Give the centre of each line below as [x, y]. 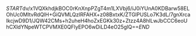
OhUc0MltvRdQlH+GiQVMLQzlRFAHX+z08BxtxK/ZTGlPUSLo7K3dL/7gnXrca [98, 15]
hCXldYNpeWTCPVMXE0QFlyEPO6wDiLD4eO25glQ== [73, 27]
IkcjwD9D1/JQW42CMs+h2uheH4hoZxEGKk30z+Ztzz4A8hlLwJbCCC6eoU [97, 21]
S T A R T [14, 8]
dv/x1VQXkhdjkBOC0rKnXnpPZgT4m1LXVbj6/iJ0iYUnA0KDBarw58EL [106, 8]
